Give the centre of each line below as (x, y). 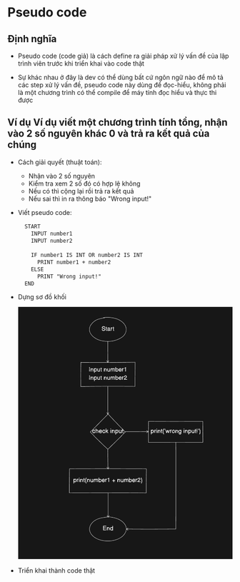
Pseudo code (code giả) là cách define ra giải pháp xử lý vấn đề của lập (123, 56)
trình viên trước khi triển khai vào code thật (81, 64)
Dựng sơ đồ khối (42, 296)
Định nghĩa (32, 39)
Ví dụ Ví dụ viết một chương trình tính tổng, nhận (117, 122)
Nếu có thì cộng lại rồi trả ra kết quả (81, 191)
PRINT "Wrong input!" (69, 276)
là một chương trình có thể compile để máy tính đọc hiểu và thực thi (117, 92)
